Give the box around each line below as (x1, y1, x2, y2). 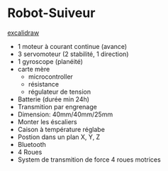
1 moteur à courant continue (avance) (17, 42, 128, 50)
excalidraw (7, 28, 40, 37)
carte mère (17, 65, 50, 73)
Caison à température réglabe (17, 125, 105, 133)
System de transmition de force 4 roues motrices (17, 155, 161, 164)
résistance (28, 79, 59, 88)
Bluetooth (17, 140, 46, 148)
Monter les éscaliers (17, 117, 77, 126)
